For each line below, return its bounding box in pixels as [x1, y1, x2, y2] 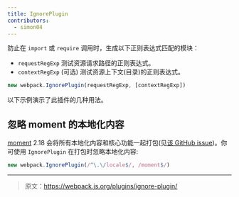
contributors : [7, 17, 50, 24]
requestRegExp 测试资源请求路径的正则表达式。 [17, 59, 155, 67]
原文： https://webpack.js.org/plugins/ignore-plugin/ [24, 181, 178, 190]
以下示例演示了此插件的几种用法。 [7, 96, 107, 104]
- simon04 [14, 23, 43, 30]
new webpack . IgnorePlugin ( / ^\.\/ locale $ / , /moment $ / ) [7, 162, 171, 169]
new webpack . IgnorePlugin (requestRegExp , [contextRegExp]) [7, 82, 186, 89]
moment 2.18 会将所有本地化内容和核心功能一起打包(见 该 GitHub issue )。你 [7, 139, 228, 147]
